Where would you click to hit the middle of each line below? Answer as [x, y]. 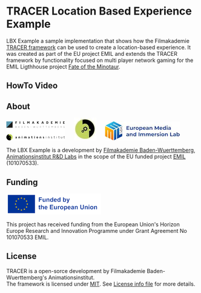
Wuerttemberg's [27, 277]
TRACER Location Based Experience [99, 11]
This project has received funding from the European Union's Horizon [93, 224]
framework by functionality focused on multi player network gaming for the [100, 60]
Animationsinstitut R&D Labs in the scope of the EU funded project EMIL [96, 157]
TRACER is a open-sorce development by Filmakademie [76, 271]
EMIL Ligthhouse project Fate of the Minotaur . [63, 66]
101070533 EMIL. [28, 237]
